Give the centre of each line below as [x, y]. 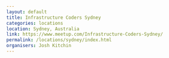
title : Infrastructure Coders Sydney [54, 18]
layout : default [27, 12]
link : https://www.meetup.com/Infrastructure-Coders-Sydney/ [85, 34]
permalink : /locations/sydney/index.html [59, 40]
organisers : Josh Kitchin [39, 46]
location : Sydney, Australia [43, 29]
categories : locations [35, 23]
